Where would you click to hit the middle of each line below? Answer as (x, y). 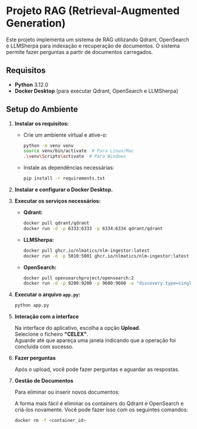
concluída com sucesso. (44, 347)
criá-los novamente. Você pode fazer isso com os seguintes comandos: (101, 410)
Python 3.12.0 (31, 85)
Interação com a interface (47, 317)
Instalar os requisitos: (42, 123)
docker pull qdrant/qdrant (56, 223)
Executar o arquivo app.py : (47, 295)
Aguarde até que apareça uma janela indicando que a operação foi (95, 340)
